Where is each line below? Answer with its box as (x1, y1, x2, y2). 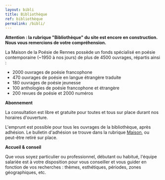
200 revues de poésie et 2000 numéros (12, 90, 93, 96)
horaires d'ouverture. (5, 114, 48, 121)
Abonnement (5, 100, 33, 106)
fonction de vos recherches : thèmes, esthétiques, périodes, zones (5, 164, 141, 170)
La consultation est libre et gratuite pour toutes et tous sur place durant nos (5, 109, 159, 115)
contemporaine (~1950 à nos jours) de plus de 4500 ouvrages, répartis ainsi (5, 55, 161, 61)
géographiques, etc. (5, 170, 46, 176)
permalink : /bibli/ (5, 21, 45, 26)
